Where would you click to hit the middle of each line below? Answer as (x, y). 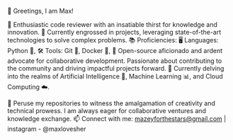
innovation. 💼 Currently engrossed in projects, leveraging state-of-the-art (114, 32)
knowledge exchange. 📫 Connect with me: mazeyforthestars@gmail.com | (117, 119)
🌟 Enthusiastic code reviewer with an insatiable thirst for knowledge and (113, 24)
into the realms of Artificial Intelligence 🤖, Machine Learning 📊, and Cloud (115, 76)
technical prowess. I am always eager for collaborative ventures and (107, 111)
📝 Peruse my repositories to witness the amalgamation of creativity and (112, 103)
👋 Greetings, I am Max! (41, 11)
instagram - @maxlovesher (47, 129)
